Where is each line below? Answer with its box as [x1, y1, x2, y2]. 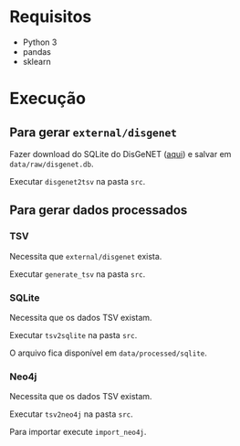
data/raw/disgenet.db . [9, 158, 94, 169]
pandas [22, 46, 52, 57]
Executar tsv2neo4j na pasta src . [9, 409, 134, 419]
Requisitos [9, 6, 92, 27]
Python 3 [22, 37, 57, 48]
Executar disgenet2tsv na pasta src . [9, 175, 146, 186]
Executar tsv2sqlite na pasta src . [9, 329, 138, 340]
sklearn [22, 56, 52, 67]
